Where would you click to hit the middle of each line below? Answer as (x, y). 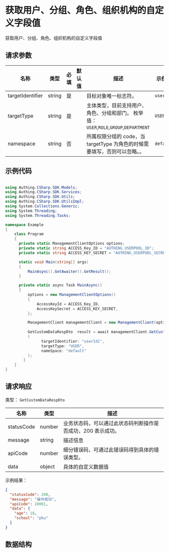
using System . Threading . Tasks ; (38, 215)
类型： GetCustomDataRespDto (35, 399)
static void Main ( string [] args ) (54, 262)
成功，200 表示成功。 (94, 431)
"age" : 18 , (26, 514)
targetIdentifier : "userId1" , (73, 341)
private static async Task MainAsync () (60, 285)
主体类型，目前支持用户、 (117, 105)
